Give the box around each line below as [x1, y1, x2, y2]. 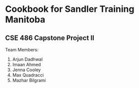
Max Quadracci [12, 72, 44, 78]
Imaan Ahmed [12, 62, 41, 67]
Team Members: [5, 47, 39, 52]
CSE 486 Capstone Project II [5, 34, 94, 42]
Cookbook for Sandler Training [5, 3, 135, 15]
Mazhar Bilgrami [12, 78, 46, 83]
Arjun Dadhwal [12, 56, 43, 62]
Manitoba [5, 14, 46, 25]
